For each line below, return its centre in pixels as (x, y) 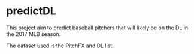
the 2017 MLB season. (34, 34)
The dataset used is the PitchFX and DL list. (60, 46)
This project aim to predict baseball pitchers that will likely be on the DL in (97, 28)
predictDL (31, 11)
